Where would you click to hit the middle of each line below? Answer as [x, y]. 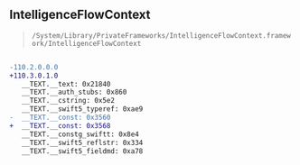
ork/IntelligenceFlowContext [86, 43]
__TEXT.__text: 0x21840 [66, 84]
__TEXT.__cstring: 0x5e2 [68, 101]
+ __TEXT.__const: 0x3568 [60, 125]
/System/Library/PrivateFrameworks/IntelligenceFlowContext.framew [161, 35]
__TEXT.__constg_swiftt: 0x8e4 [80, 134]
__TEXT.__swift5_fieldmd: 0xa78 [82, 151]
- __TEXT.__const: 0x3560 [60, 118]
